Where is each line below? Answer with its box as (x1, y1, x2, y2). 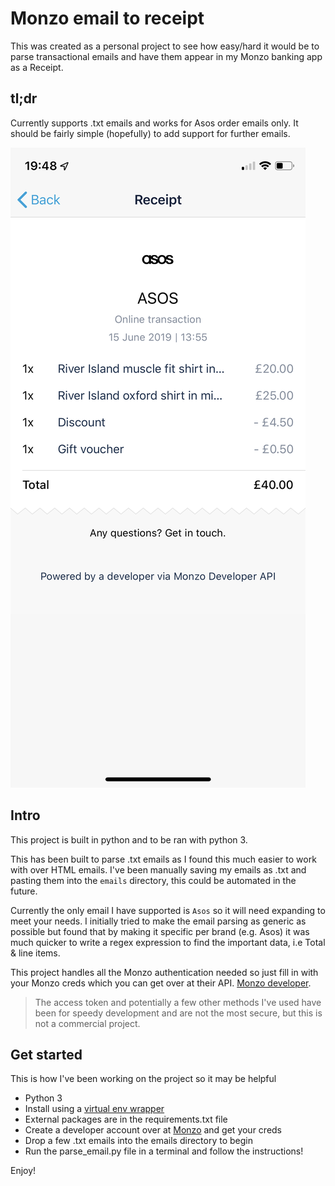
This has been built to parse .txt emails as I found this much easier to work (10, 853, 317, 865)
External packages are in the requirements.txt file (24, 1113, 228, 1126)
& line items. (10, 947, 61, 959)
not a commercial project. (34, 1017, 141, 1029)
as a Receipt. (10, 61, 64, 73)
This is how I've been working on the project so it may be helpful (10, 1073, 277, 1085)
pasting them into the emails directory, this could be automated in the (10, 874, 297, 886)
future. (10, 885, 38, 897)
